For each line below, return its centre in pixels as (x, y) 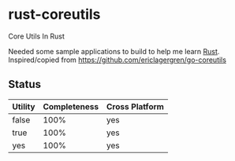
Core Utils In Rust (37, 36)
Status (25, 84)
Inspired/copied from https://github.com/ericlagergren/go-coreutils (117, 60)
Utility (24, 106)
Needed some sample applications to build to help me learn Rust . (114, 51)
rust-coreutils (54, 15)
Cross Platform (135, 106)
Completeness (71, 106)
